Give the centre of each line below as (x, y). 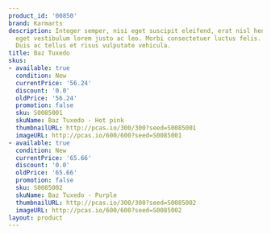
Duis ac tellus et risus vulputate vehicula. (94, 46)
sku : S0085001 (39, 113)
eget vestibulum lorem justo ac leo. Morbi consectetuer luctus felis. (139, 38)
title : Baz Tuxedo (39, 53)
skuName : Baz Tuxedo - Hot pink (70, 121)
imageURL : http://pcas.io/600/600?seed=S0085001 (99, 135)
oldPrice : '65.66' (47, 173)
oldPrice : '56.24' (47, 98)
